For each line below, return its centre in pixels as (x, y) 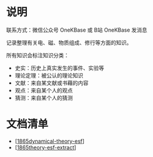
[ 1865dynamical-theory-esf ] (50, 141)
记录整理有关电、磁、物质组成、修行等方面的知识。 (69, 42)
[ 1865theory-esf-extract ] (45, 147)
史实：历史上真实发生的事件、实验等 (59, 68)
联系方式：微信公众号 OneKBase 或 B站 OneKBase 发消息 (77, 30)
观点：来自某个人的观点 (44, 90)
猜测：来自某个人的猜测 (44, 98)
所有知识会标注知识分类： (38, 55)
